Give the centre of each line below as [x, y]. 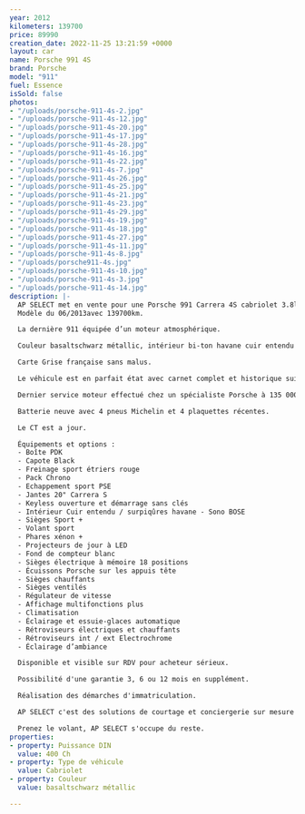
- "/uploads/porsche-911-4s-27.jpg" [79, 237]
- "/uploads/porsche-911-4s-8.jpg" [77, 254]
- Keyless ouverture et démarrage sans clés [103, 503]
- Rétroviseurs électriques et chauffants [99, 630]
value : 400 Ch [44, 754]
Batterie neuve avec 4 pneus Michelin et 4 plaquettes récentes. [144, 411]
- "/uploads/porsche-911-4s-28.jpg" [79, 144]
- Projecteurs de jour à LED [73, 545]
